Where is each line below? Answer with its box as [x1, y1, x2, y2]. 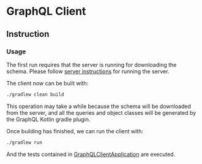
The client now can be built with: [6, 79, 89, 87]
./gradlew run [6, 139, 43, 146]
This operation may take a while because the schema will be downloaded [6, 103, 192, 110]
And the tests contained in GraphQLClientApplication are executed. [6, 150, 176, 158]
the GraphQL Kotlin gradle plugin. [6, 115, 91, 123]
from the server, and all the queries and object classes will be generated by [6, 109, 196, 116]
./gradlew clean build [6, 91, 64, 98]
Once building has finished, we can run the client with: [6, 127, 144, 135]
